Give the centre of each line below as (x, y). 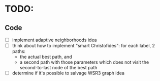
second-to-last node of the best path (58, 68)
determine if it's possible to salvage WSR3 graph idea (68, 73)
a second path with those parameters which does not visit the (84, 62)
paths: (19, 51)
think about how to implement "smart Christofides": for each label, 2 (84, 46)
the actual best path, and (46, 57)
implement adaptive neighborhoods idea (54, 40)
